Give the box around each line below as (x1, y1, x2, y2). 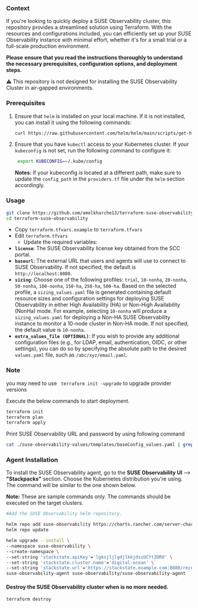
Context (6, 4, 30, 12)
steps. (6, 67, 22, 74)
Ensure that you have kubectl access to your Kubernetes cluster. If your (14, 140, 189, 148)
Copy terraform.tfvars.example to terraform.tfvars (14, 226, 143, 233)
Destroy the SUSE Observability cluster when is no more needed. (6, 583, 169, 590)
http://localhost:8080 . (14, 270, 72, 277)
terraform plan (6, 414, 44, 420)
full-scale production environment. (6, 43, 90, 50)
